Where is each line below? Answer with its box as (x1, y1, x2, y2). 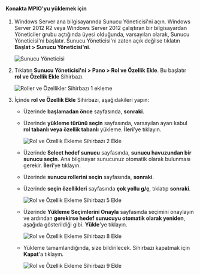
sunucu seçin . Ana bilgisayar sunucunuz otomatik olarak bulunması (23, 156, 191, 163)
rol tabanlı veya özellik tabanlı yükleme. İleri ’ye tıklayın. (23, 126, 162, 133)
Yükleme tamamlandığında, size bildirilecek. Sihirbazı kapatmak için (23, 244, 190, 252)
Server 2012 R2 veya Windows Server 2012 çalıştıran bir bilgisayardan (14, 25, 187, 32)
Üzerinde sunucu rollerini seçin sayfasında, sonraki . (23, 174, 154, 181)
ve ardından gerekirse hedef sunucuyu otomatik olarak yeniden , (23, 214, 186, 222)
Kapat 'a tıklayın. (23, 250, 64, 258)
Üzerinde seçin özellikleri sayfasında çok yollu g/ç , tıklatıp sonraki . (23, 185, 191, 192)
